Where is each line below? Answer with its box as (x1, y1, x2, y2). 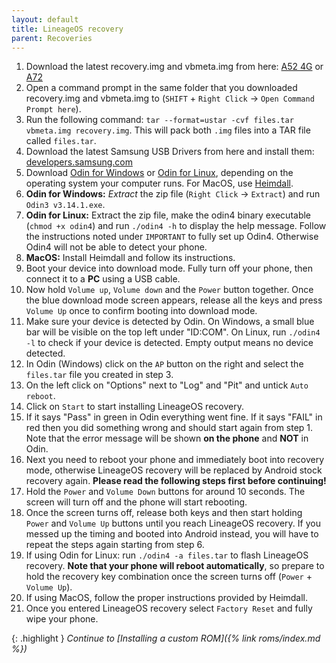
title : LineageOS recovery (11, 24, 124, 34)
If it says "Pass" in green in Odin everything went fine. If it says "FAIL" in (25, 411, 323, 423)
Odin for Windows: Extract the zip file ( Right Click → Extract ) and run (25, 188, 321, 200)
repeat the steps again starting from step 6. (25, 539, 205, 551)
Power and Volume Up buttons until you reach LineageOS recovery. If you (25, 517, 321, 530)
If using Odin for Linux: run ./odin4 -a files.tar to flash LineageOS (25, 549, 309, 561)
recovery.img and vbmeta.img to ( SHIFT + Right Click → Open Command (25, 92, 315, 105)
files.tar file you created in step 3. (25, 369, 174, 381)
